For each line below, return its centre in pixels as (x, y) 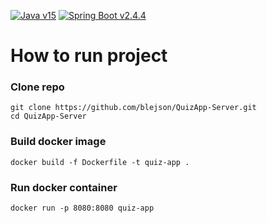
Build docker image (58, 142)
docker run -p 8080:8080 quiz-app (82, 208)
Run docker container (64, 187)
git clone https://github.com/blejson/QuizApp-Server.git (133, 108)
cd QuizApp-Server (48, 116)
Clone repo (37, 87)
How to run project (89, 56)
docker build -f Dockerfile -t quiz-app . (100, 162)
